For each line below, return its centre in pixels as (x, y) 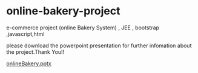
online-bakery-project (63, 11)
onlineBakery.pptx (29, 63)
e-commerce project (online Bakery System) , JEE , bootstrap (83, 28)
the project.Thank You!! (35, 51)
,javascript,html (25, 34)
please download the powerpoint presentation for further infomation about (99, 45)
